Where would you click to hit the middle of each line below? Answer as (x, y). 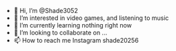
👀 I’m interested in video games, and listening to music (91, 18)
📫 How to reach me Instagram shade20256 (76, 40)
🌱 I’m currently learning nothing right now (73, 25)
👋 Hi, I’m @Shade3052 (46, 11)
